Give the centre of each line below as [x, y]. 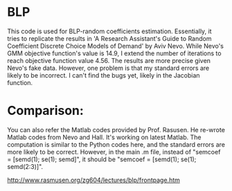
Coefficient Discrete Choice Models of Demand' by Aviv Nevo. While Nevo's [115, 46]
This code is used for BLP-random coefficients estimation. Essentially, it [110, 31]
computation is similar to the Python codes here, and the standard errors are [116, 144]
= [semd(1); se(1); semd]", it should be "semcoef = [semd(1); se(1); [102, 159]
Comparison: [46, 111]
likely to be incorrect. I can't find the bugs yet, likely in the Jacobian [104, 75]
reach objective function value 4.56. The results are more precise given [109, 60]
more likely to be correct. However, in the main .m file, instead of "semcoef [114, 152]
